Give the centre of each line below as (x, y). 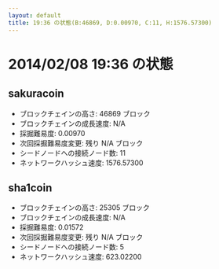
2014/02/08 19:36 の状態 (91, 64)
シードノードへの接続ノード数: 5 (71, 247)
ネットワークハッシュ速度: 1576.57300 (81, 163)
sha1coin (30, 188)
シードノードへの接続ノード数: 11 (72, 153)
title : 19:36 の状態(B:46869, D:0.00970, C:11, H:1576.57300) (110, 23)
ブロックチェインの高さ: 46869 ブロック (85, 113)
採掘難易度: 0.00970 (52, 133)
